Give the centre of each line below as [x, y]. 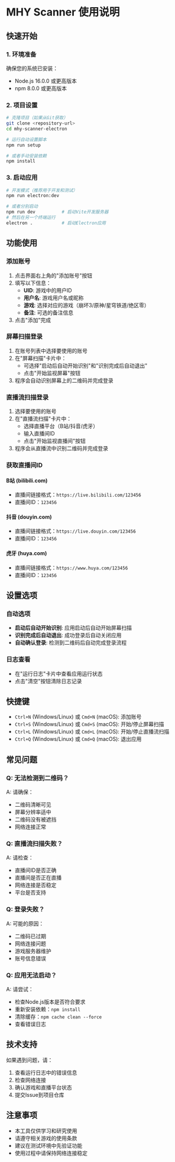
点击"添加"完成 [33, 320]
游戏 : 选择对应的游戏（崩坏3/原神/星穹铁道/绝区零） [86, 305]
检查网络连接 [30, 1080]
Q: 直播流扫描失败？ [35, 844]
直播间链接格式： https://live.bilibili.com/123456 [78, 495]
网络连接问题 [30, 943]
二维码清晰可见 [33, 805]
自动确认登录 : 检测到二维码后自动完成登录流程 [71, 643]
